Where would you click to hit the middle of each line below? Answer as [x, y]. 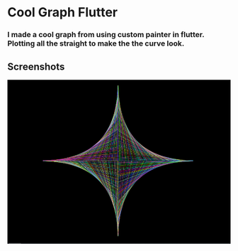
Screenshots [36, 66]
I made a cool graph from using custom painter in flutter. [106, 35]
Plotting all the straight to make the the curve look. [96, 43]
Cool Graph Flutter [63, 12]
